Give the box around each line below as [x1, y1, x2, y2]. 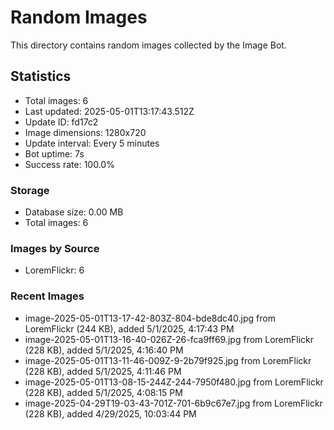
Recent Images [10, 289, 85, 303]
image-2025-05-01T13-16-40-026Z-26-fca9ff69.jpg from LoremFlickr [24, 333, 315, 345]
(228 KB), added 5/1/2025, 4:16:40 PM [24, 344, 184, 356]
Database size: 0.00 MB [24, 206, 124, 218]
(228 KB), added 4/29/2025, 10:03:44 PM [24, 407, 197, 420]
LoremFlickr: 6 [24, 264, 85, 276]
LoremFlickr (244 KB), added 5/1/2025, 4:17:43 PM [24, 322, 235, 335]
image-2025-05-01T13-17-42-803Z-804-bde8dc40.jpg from [24, 312, 276, 324]
